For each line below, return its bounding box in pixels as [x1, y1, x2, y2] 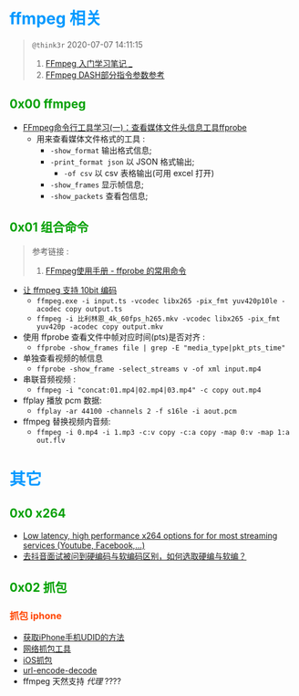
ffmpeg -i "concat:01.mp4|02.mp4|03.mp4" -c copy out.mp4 [36, 385, 262, 395]
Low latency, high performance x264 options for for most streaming [22, 530, 278, 541]
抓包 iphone [9, 609, 62, 622]
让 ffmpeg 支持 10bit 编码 [22, 284, 118, 295]
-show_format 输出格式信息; [49, 144, 152, 155]
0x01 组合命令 [9, 220, 89, 236]
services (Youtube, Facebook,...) [22, 540, 146, 551]
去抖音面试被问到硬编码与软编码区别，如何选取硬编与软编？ [22, 550, 247, 562]
